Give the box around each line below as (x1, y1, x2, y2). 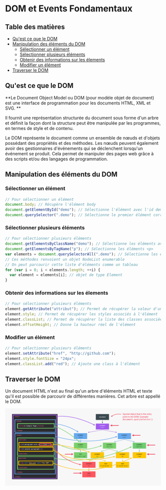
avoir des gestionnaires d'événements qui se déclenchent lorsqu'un (5, 145, 143, 151)
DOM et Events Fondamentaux (5, 3, 132, 14)
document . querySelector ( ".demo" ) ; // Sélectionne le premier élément (5, 213, 152, 218)
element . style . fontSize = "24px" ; (5, 356, 77, 361)
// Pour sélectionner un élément (5, 197, 74, 202)
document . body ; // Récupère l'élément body (5, 202, 96, 207)
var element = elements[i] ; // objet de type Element (9, 272, 123, 277)
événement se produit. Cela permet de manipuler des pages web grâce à (5, 150, 154, 156)
